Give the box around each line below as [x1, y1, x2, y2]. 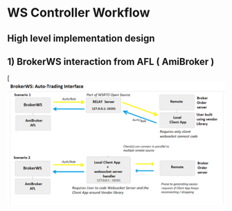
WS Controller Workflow [7, 5, 150, 21]
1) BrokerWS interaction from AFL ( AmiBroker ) [7, 55, 215, 67]
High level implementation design [7, 33, 155, 44]
